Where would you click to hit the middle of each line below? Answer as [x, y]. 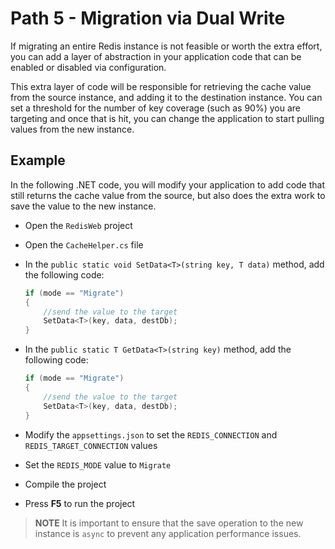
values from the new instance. [72, 129]
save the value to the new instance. [83, 206]
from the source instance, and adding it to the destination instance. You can [166, 97]
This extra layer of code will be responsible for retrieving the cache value [161, 86]
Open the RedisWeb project [78, 225]
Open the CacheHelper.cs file [84, 244]
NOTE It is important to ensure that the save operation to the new [169, 523]
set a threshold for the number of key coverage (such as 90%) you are [155, 108]
